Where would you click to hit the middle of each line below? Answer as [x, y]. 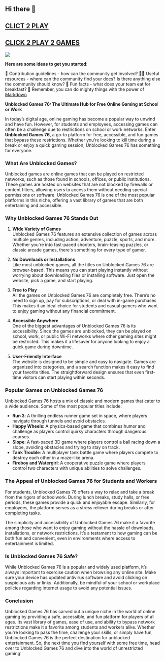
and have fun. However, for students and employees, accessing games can [82, 124]
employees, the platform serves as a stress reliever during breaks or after [80, 507]
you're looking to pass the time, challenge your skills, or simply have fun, [79, 632]
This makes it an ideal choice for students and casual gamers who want [85, 306]
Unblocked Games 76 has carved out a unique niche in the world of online [80, 612]
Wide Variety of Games [36, 229]
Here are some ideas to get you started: [46, 64]
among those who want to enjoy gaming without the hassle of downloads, [80, 528]
